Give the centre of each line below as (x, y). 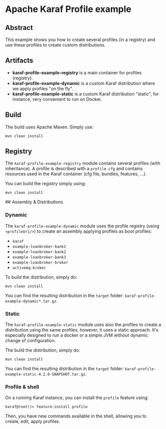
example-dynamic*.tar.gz (31, 301)
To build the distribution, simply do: (41, 277)
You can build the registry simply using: (45, 184)
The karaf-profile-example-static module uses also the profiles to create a (83, 325)
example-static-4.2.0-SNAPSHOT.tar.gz (45, 375)
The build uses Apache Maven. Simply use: (49, 127)
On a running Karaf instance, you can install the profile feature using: (77, 398)
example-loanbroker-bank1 (39, 246)
